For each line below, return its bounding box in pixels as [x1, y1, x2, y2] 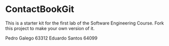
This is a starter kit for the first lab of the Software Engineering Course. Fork [5, 20, 164, 26]
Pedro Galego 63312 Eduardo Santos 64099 [5, 35, 98, 41]
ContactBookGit [5, 3, 75, 15]
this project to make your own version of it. [5, 25, 95, 31]
